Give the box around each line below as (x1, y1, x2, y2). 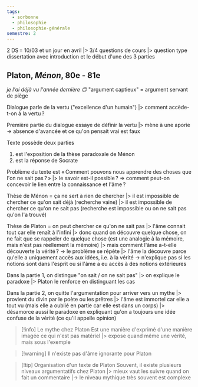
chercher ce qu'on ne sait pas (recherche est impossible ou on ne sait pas (6, 204, 187, 212)
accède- (169, 103, 190, 110)
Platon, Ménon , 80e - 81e (6, 70, 101, 80)
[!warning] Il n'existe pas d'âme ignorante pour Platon (21, 350, 152, 357)
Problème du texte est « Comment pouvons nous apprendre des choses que (6, 168, 192, 175)
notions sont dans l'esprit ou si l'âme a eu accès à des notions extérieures (6, 260, 187, 267)
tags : (6, 8, 20, 15)
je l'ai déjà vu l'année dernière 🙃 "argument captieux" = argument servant (6, 86, 188, 93)
